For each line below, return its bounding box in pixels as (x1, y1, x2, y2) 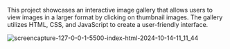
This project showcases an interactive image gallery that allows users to (7, 6, 213, 14)
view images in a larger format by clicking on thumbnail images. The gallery (7, 13, 223, 21)
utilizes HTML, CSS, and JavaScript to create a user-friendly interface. (7, 21, 209, 28)
